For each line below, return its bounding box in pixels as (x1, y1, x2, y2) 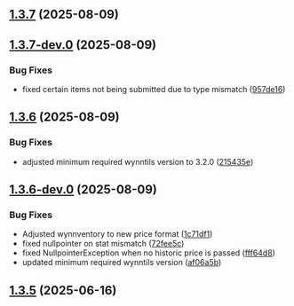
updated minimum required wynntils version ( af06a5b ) (21, 257, 222, 268)
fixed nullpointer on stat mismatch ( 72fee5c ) (21, 239, 185, 249)
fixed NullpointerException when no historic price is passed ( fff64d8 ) (21, 247, 275, 258)
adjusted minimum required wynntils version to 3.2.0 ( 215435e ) (21, 156, 254, 167)
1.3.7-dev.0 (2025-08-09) (9, 37, 157, 52)
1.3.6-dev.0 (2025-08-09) (9, 182, 158, 198)
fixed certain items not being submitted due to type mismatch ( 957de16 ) (21, 84, 286, 95)
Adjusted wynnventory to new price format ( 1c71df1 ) (21, 229, 213, 239)
